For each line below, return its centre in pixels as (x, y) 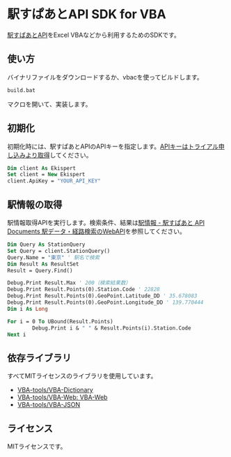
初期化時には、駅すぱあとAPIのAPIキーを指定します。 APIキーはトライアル (113, 146)
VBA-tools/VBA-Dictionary (55, 390)
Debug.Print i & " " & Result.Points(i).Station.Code (112, 328)
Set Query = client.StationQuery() (59, 251)
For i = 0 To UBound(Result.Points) (60, 321)
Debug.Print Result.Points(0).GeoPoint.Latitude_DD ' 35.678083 (102, 296)
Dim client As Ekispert (42, 168)
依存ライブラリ (39, 358)
